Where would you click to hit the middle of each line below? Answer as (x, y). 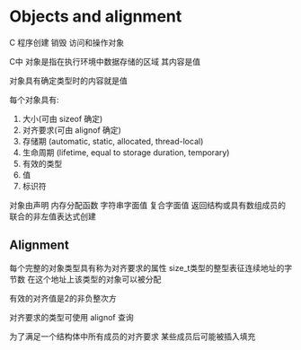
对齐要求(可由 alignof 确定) (71, 130)
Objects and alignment (96, 17)
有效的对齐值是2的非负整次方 (63, 298)
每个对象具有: (35, 100)
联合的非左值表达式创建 (53, 216)
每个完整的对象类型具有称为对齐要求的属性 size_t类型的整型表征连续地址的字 (151, 267)
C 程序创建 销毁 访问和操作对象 (67, 42)
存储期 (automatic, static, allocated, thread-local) (113, 141)
